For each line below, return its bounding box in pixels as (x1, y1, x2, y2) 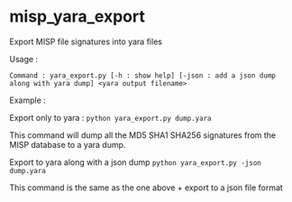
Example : (9, 95, 47, 106)
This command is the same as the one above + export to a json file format (9, 182, 284, 193)
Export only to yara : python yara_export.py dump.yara (9, 112, 212, 123)
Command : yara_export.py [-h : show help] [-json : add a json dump (9, 70, 277, 80)
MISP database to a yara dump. (9, 139, 126, 150)
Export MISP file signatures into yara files (9, 36, 162, 47)
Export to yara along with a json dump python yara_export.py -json (9, 156, 261, 168)
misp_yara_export (9, 6, 146, 27)
